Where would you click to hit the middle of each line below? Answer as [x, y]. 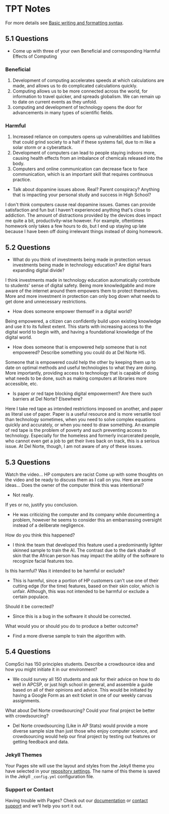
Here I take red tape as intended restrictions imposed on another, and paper [84, 409]
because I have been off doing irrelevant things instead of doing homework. [84, 232]
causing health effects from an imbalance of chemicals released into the [88, 158]
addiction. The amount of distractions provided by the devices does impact [83, 215]
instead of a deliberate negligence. [49, 525]
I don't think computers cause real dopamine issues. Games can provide [80, 205]
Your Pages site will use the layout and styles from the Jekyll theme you [80, 766]
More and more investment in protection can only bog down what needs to [83, 296]
